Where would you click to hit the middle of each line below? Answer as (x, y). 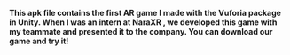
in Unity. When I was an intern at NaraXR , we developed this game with (143, 22)
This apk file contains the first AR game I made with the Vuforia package (145, 13)
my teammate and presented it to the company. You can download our (141, 31)
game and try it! (39, 41)
